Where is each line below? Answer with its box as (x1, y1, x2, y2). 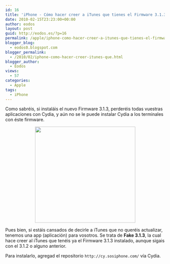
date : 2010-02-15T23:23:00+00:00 (5, 17, 76, 22)
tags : (5, 87, 17, 93)
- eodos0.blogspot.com (10, 45, 58, 50)
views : (5, 69, 19, 74)
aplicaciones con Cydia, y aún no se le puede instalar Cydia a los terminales (5, 111, 163, 117)
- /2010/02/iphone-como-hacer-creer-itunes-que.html (10, 54, 123, 60)
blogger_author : (5, 59, 39, 64)
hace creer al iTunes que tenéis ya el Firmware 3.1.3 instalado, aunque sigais (5, 238, 165, 244)
